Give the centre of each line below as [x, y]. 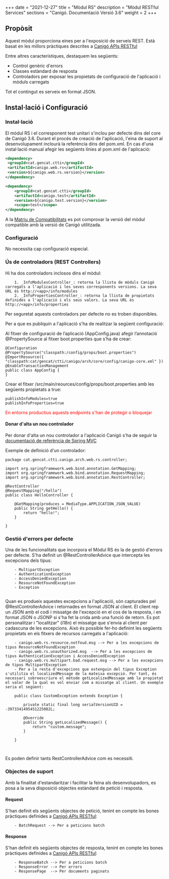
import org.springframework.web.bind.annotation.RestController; [75, 477]
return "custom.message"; [59, 727]
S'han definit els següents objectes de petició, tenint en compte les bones [82, 811]
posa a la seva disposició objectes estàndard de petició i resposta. [74, 788]
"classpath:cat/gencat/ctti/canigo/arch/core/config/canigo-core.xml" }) [84, 361]
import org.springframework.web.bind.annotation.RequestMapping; [75, 473]
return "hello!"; [41, 513]
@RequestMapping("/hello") [34, 491]
